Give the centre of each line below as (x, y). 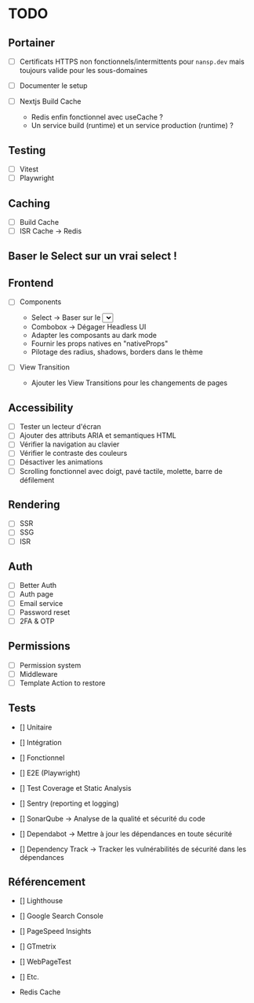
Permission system (50, 665)
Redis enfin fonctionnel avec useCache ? (97, 117)
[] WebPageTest (45, 962)
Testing (27, 150)
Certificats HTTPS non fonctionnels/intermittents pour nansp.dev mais (132, 61)
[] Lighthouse (41, 901)
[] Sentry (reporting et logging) (69, 803)
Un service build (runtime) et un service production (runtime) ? (132, 126)
